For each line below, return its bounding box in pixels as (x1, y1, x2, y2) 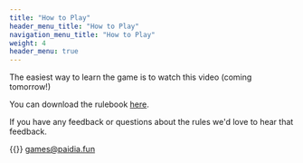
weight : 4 (9, 38, 47, 48)
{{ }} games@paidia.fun (9, 144, 96, 155)
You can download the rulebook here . (9, 99, 149, 110)
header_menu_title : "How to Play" (9, 22, 140, 31)
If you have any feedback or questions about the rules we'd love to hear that (9, 117, 294, 128)
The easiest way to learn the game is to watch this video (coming (9, 72, 252, 82)
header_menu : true (9, 47, 79, 56)
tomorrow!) (9, 81, 52, 92)
